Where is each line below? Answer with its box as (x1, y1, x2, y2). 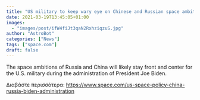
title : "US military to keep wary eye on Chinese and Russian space (6, 8, 180, 15)
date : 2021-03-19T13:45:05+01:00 (6, 14, 89, 20)
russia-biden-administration (6, 87, 74, 95)
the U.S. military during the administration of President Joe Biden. (6, 69, 167, 77)
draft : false (6, 47, 39, 53)
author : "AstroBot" (6, 31, 55, 37)
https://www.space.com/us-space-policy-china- (65, 81, 185, 88)
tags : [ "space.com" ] (6, 42, 58, 48)
